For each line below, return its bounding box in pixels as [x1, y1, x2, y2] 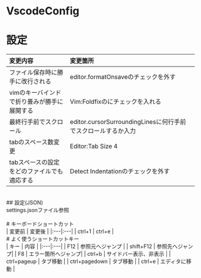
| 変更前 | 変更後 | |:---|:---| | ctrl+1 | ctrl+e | [6, 228, 114, 235]
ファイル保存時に [9, 68, 58, 77]
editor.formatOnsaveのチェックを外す [69, 73, 176, 81]
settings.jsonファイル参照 [6, 207, 69, 214]
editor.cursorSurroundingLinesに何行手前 [69, 118, 187, 126]
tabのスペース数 [9, 138, 54, 146]
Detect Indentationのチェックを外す [69, 167, 170, 176]
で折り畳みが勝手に [9, 98, 64, 106]
